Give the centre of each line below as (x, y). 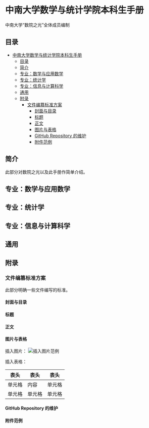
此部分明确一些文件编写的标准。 (38, 290)
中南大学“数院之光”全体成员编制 (38, 25)
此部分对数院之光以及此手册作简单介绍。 (46, 172)
